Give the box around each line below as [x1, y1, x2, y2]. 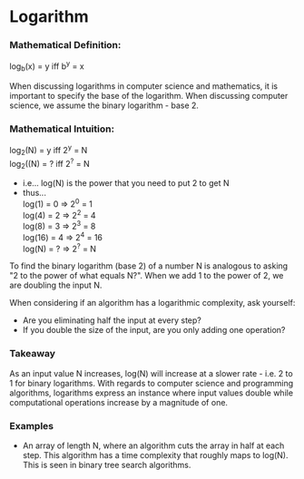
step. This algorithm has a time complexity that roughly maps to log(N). [22, 450, 289, 461]
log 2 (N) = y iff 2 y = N [9, 143, 88, 158]
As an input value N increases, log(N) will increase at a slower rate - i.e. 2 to [9, 367, 293, 378]
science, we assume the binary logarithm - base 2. [9, 100, 200, 111]
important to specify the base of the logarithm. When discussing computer [9, 90, 289, 101]
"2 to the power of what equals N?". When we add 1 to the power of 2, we [9, 270, 284, 281]
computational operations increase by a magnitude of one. [9, 396, 229, 407]
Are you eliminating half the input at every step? [22, 315, 201, 326]
